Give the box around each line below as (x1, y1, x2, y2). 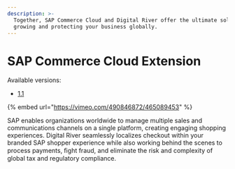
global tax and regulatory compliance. (7, 154, 117, 163)
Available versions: (7, 76, 62, 84)
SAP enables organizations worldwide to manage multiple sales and (7, 116, 203, 125)
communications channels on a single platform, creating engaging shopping (7, 124, 226, 132)
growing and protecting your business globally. (13, 23, 158, 30)
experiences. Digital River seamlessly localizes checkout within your (7, 131, 204, 140)
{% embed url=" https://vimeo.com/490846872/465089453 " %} (7, 103, 193, 111)
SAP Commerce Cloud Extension (7, 53, 201, 69)
